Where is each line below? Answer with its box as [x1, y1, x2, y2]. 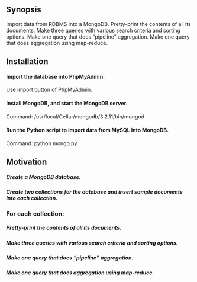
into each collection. [6, 195, 58, 202]
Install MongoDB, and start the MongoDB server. [6, 100, 128, 107]
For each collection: [6, 210, 64, 218]
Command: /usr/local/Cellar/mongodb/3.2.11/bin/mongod [6, 113, 145, 120]
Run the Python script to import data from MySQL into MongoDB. [6, 127, 169, 134]
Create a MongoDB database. [6, 173, 81, 180]
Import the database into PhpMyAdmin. [6, 73, 105, 80]
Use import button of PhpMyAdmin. [6, 86, 93, 94]
